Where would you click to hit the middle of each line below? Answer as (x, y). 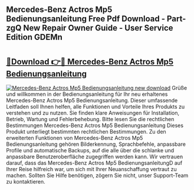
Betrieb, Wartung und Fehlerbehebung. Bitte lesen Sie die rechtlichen (90, 119)
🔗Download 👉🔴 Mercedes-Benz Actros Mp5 (90, 61)
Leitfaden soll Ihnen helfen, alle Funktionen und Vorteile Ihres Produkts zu (96, 106)
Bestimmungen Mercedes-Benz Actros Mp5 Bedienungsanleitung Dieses (95, 125)
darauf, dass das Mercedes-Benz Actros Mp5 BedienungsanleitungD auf (94, 163)
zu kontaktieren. (26, 181)
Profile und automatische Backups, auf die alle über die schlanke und (90, 150)
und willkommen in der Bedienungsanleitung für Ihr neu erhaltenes (87, 94)
